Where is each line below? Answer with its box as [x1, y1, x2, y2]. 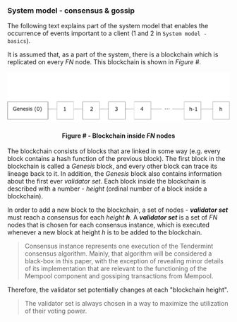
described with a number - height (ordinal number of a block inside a [7, 184, 207, 193]
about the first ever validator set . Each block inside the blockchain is [7, 177, 207, 186]
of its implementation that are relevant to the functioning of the [24, 264, 207, 273]
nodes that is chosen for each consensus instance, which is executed [7, 221, 210, 229]
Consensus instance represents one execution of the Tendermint [24, 242, 214, 251]
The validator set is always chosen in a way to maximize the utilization [24, 299, 229, 308]
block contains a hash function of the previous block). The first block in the [7, 155, 226, 163]
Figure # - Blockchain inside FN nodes [61, 131, 176, 140]
